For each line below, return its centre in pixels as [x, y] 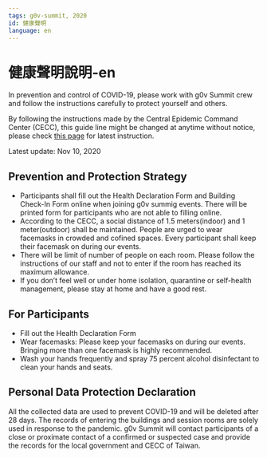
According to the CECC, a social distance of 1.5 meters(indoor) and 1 [132, 221]
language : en [30, 30]
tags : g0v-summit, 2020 [48, 16]
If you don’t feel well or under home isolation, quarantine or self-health [136, 281]
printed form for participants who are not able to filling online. [121, 213]
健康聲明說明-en [62, 72]
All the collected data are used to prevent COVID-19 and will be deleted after [133, 411]
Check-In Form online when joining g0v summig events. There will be [133, 204]
